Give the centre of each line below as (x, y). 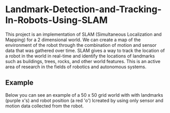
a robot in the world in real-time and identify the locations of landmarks (80, 56)
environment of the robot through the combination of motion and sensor (81, 45)
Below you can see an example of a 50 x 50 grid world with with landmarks (84, 95)
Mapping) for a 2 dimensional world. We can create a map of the (73, 40)
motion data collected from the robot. (45, 106)
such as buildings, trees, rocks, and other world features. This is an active (83, 61)
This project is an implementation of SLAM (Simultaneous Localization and (83, 34)
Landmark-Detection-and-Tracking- (83, 9)
